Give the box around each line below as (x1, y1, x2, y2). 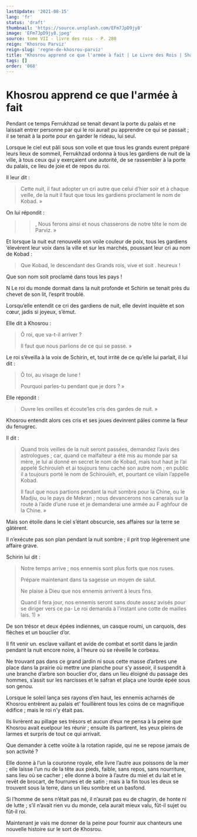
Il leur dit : (6, 174, 30, 181)
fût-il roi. (6, 808, 27, 815)
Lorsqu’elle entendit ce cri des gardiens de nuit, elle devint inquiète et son (6, 302, 185, 309)
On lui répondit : (6, 209, 45, 216)
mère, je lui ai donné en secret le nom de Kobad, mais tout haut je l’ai (20, 458, 187, 465)
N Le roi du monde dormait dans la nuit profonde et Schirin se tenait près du (6, 285, 190, 292)
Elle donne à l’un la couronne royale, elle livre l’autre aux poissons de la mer (6, 760, 189, 767)
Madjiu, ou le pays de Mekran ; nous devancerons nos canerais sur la (20, 495, 189, 502)
